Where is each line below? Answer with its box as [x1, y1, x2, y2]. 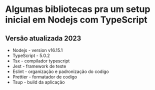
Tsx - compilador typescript [12, 58, 70, 63]
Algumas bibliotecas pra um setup [5, 3, 150, 15]
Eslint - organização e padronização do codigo [12, 68, 109, 74]
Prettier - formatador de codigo [12, 74, 77, 79]
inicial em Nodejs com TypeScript [5, 14, 147, 25]
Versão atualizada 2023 [5, 34, 81, 42]
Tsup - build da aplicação [12, 79, 65, 85]
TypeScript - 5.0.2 [12, 52, 50, 58]
